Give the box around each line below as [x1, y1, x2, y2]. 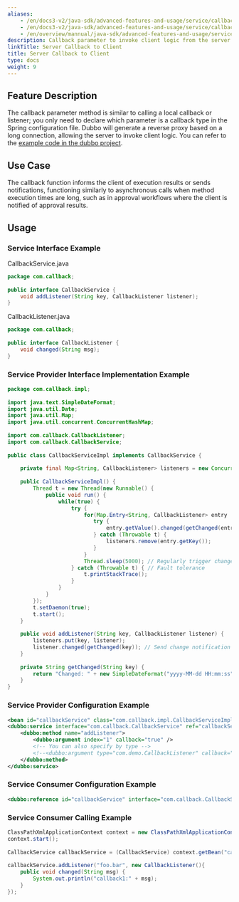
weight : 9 [7, 63, 37, 70]
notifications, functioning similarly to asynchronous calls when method [7, 186, 215, 194]
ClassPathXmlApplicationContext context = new [7, 829, 148, 836]
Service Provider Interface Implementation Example [7, 369, 190, 379]
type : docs [7, 57, 40, 64]
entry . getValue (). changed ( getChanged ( [105, 525, 221, 532]
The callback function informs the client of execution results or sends [7, 179, 211, 187]
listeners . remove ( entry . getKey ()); [105, 538, 212, 545]
